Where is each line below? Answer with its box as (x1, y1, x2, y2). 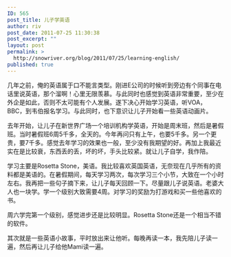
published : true (7, 61, 54, 68)
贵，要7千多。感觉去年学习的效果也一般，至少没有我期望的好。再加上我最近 (7, 138, 221, 146)
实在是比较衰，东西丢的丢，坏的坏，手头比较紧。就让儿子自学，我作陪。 (7, 147, 212, 155)
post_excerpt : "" (7, 36, 57, 43)
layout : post (7, 42, 45, 49)
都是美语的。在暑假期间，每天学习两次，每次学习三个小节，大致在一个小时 (12, 170, 224, 179)
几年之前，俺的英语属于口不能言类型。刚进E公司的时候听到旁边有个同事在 (7, 80, 216, 89)
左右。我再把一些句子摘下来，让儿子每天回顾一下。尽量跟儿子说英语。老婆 (7, 179, 218, 187)
